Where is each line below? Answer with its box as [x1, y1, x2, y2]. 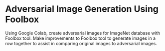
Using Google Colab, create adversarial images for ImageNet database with [5, 30, 161, 36]
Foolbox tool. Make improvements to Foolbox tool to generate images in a [5, 35, 156, 41]
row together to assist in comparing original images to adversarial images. [5, 40, 157, 46]
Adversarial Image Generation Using [5, 3, 159, 15]
